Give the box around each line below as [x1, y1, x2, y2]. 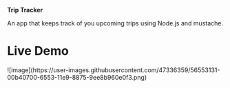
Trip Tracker [7, 6, 43, 14]
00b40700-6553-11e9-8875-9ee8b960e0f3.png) [7, 73, 147, 81]
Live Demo [7, 43, 69, 59]
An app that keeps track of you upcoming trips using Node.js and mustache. [7, 19, 224, 27]
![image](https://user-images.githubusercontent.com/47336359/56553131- [7, 65, 220, 74]
